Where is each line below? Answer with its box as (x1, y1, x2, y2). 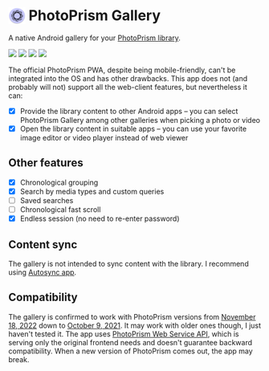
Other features (8, 156, 84, 170)
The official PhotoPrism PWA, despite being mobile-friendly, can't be (8, 65, 236, 75)
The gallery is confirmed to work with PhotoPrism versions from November (8, 312, 256, 321)
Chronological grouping (19, 177, 99, 187)
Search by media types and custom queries (19, 186, 165, 196)
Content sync (8, 238, 78, 251)
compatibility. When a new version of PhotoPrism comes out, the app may (8, 346, 253, 356)
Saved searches (19, 196, 74, 205)
